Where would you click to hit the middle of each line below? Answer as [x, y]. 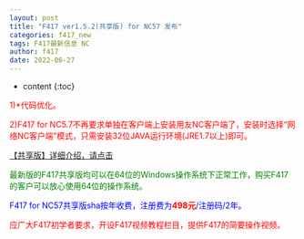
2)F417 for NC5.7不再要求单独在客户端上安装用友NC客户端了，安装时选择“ [149, 125]
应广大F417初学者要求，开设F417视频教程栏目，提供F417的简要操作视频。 [147, 225]
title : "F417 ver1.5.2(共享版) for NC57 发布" [96, 26]
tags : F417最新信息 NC [50, 43]
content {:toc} [49, 86]
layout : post [34, 18]
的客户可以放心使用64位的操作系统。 [78, 186]
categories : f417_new [51, 35]
